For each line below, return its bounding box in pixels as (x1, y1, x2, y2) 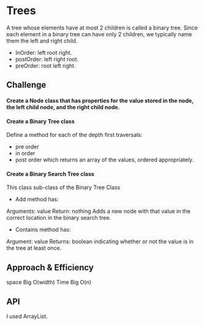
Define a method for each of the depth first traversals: (6, 131, 143, 139)
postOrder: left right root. (15, 55, 78, 63)
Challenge (6, 80, 47, 90)
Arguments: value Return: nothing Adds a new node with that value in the (6, 208, 191, 215)
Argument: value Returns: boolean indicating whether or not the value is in (6, 238, 194, 246)
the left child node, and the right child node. (6, 103, 120, 111)
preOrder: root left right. (15, 62, 76, 69)
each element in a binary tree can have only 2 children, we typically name (6, 30, 192, 37)
